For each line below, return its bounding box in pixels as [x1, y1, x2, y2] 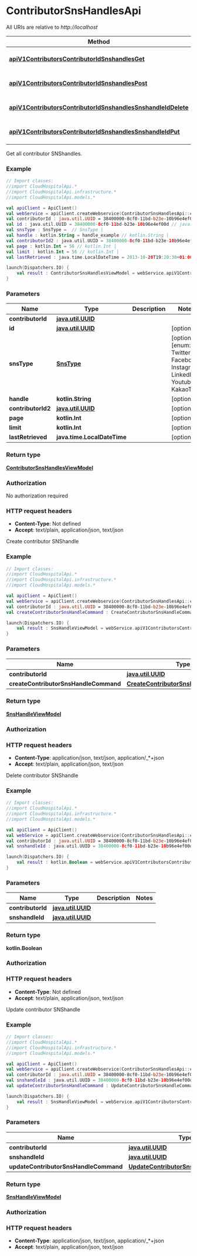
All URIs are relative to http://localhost [6, 24, 98, 31]
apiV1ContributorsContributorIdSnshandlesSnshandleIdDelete [9, 103, 189, 111]
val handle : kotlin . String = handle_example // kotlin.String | [6, 232, 169, 239]
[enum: [171, 341, 191, 349]
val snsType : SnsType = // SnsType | [6, 227, 104, 233]
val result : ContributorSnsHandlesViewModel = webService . [16, 270, 167, 276]
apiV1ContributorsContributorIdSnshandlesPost [9, 79, 148, 87]
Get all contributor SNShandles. [6, 150, 83, 157]
